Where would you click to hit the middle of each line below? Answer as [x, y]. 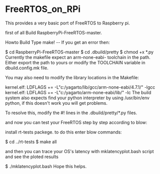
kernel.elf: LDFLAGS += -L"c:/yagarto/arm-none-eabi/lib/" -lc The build [78, 92]
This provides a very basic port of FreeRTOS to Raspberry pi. [68, 23]
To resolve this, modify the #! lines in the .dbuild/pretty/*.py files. [71, 113]
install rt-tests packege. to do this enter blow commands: [64, 132]
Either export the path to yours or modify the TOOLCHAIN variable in [75, 62]
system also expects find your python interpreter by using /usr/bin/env [78, 98]
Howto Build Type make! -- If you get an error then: [58, 42]
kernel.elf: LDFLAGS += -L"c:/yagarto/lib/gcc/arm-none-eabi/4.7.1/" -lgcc [80, 87]
